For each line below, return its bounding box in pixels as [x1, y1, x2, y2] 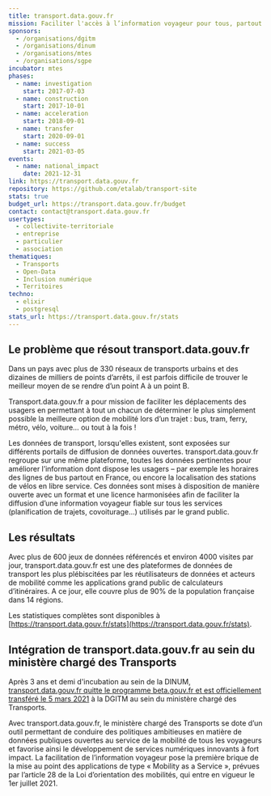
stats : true [8, 192, 49, 201]
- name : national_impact [15, 163, 100, 171]
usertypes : [8, 215, 45, 223]
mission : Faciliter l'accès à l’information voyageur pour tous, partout [8, 19, 263, 28]
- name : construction [15, 95, 89, 103]
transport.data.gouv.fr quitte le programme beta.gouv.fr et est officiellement [8, 685, 261, 696]
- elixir [15, 298, 45, 306]
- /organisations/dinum [15, 42, 95, 50]
